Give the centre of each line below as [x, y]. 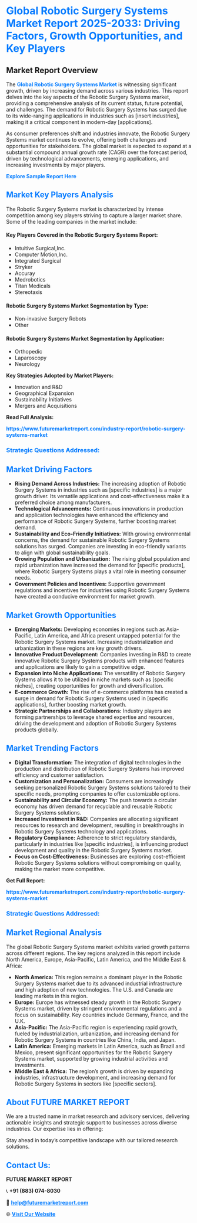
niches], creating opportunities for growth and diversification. [89, 685]
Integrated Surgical [38, 261]
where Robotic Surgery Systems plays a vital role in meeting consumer [100, 571]
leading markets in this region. [51, 996]
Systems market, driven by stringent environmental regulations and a [98, 1008]
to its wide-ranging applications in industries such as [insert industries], [93, 116]
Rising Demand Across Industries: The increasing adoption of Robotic [100, 484]
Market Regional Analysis [54, 933]
